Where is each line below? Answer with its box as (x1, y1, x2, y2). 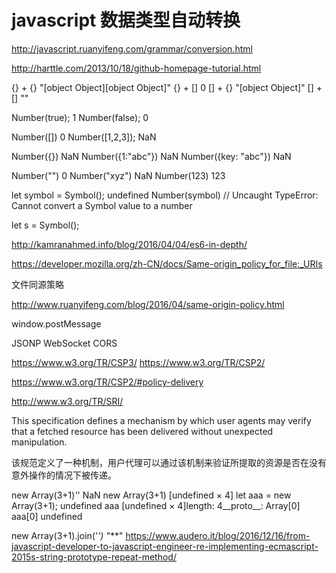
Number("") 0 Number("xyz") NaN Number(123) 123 (11, 169, 226, 181)
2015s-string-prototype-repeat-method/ (11, 551, 177, 563)
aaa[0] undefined (11, 510, 83, 522)
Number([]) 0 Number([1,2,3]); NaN (11, 131, 157, 143)
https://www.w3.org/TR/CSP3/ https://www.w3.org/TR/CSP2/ (11, 356, 266, 368)
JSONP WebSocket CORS (11, 337, 118, 349)
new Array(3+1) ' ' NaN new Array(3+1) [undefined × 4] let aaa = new (11, 489, 292, 501)
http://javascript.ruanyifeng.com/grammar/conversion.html (11, 42, 253, 55)
